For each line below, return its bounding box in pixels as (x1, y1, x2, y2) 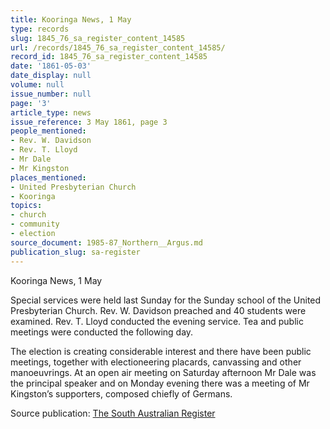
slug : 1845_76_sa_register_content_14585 (10, 33, 186, 43)
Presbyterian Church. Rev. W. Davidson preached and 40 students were (10, 304, 307, 316)
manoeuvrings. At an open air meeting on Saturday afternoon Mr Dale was (10, 366, 317, 378)
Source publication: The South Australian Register (10, 407, 216, 419)
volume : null (10, 80, 65, 90)
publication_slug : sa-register (10, 247, 141, 257)
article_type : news (10, 107, 92, 118)
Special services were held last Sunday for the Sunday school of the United (10, 294, 322, 306)
